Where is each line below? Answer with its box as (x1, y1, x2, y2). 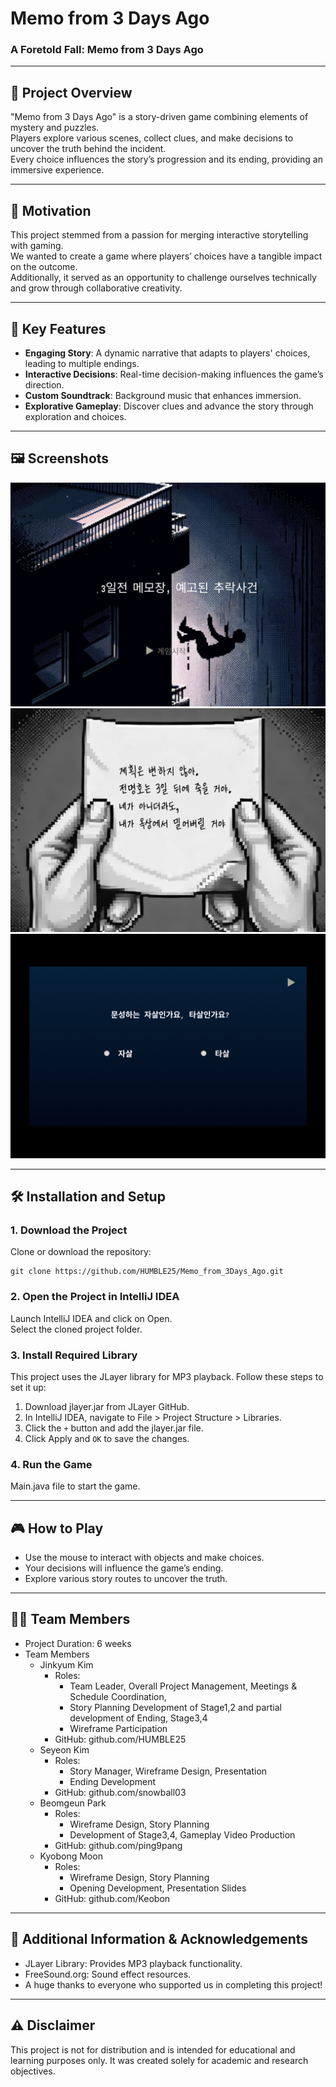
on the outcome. (10, 261, 78, 273)
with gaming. (10, 240, 64, 252)
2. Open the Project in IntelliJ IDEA (10, 1290, 180, 1304)
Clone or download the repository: (10, 1246, 152, 1258)
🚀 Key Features (10, 320, 107, 337)
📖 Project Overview (10, 84, 133, 101)
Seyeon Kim (39, 1743, 90, 1756)
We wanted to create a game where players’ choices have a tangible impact (10, 250, 323, 262)
